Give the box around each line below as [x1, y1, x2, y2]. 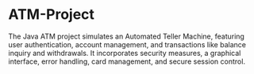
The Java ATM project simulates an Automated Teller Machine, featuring [8, 31, 244, 41]
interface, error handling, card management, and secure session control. [8, 57, 246, 66]
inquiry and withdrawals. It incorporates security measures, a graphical [8, 48, 241, 57]
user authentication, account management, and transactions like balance [8, 39, 246, 49]
